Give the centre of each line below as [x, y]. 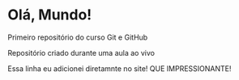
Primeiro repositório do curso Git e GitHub [78, 37]
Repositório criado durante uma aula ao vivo [81, 53]
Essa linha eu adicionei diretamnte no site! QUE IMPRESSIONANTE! [119, 68]
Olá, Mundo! [50, 15]
